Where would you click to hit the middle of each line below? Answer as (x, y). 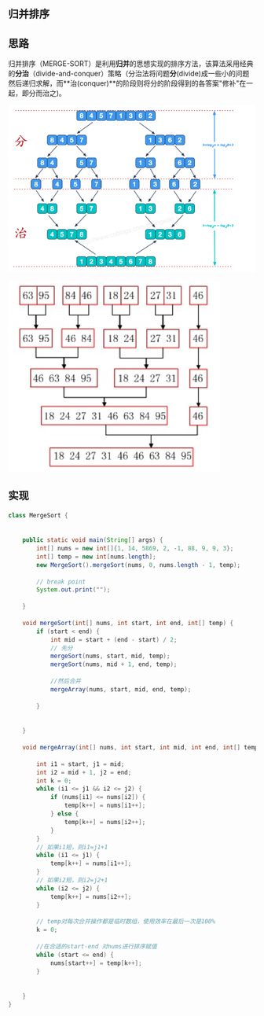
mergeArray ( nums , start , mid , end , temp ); (121, 689)
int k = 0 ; (54, 781)
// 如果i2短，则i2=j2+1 (72, 880)
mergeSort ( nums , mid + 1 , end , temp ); (114, 664)
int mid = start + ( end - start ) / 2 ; (114, 639)
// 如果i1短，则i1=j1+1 (72, 847)
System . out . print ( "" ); (73, 590)
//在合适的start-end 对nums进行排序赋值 (97, 947)
